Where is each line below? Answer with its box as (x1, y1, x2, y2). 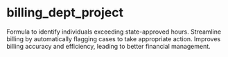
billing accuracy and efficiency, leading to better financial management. (6, 42, 211, 50)
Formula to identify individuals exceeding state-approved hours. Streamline (6, 27, 222, 36)
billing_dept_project (6, 5, 124, 21)
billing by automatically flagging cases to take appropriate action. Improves (6, 34, 221, 43)
